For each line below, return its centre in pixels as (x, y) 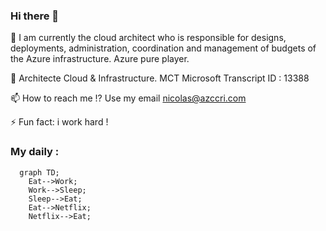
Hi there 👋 (35, 16)
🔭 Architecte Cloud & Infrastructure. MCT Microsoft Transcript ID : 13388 (160, 78)
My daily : (35, 152)
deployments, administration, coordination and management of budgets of (163, 48)
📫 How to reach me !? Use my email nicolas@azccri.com (128, 98)
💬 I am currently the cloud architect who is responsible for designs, (148, 38)
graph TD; (39, 172)
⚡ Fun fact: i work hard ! (59, 122)
